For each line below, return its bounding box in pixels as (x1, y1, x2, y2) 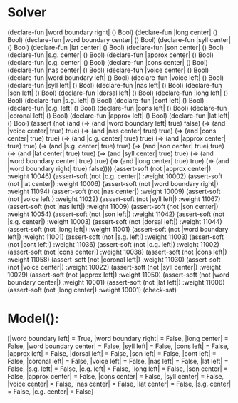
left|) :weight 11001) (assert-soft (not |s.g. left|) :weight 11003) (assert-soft (7, 233, 224, 241)
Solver (7, 4, 47, 21)
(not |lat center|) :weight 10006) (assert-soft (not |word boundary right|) (7, 179, 219, 188)
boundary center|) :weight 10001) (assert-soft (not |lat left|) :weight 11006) (7, 277, 225, 286)
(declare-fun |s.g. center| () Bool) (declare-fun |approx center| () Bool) (7, 51, 214, 59)
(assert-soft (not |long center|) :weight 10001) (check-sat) (7, 285, 177, 294)
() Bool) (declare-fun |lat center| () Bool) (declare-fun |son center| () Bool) (7, 43, 224, 51)
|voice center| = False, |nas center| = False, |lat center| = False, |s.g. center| (7, 379, 232, 388)
